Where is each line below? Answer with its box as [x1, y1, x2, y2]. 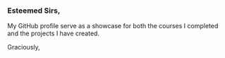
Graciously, [7, 43, 40, 52]
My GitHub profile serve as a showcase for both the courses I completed [7, 22, 219, 30]
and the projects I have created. [7, 29, 100, 37]
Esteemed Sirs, [7, 6, 61, 16]
